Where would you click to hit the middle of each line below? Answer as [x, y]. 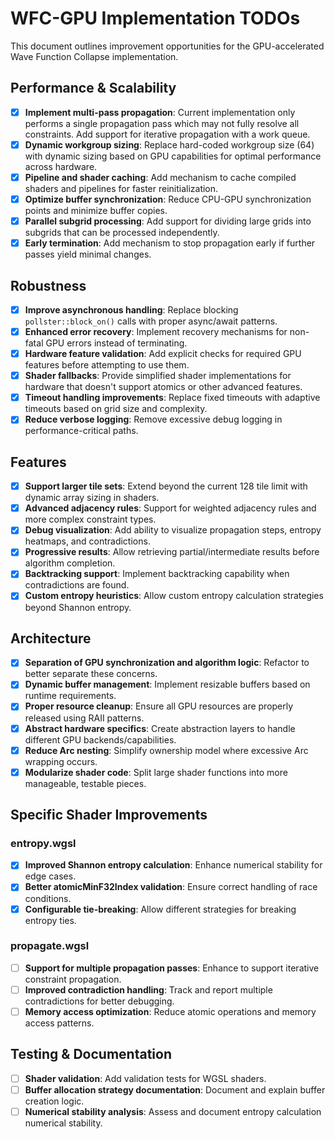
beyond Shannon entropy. [78, 607]
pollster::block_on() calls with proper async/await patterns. [151, 321]
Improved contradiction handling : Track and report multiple [148, 989]
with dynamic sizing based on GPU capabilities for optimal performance [173, 156]
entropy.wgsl [43, 843]
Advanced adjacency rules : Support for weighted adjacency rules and [170, 508]
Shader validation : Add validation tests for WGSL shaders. [145, 1078]
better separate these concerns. [91, 674]
